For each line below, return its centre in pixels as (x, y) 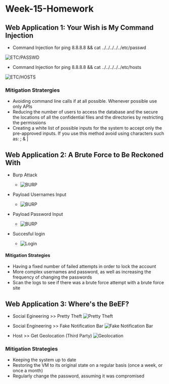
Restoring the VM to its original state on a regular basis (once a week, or (88, 365)
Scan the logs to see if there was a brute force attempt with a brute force (88, 283)
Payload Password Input (38, 214)
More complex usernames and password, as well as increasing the (82, 272)
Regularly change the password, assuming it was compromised (78, 376)
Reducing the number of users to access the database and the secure (85, 112)
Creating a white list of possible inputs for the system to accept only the (87, 128)
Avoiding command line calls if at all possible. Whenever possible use (85, 101)
